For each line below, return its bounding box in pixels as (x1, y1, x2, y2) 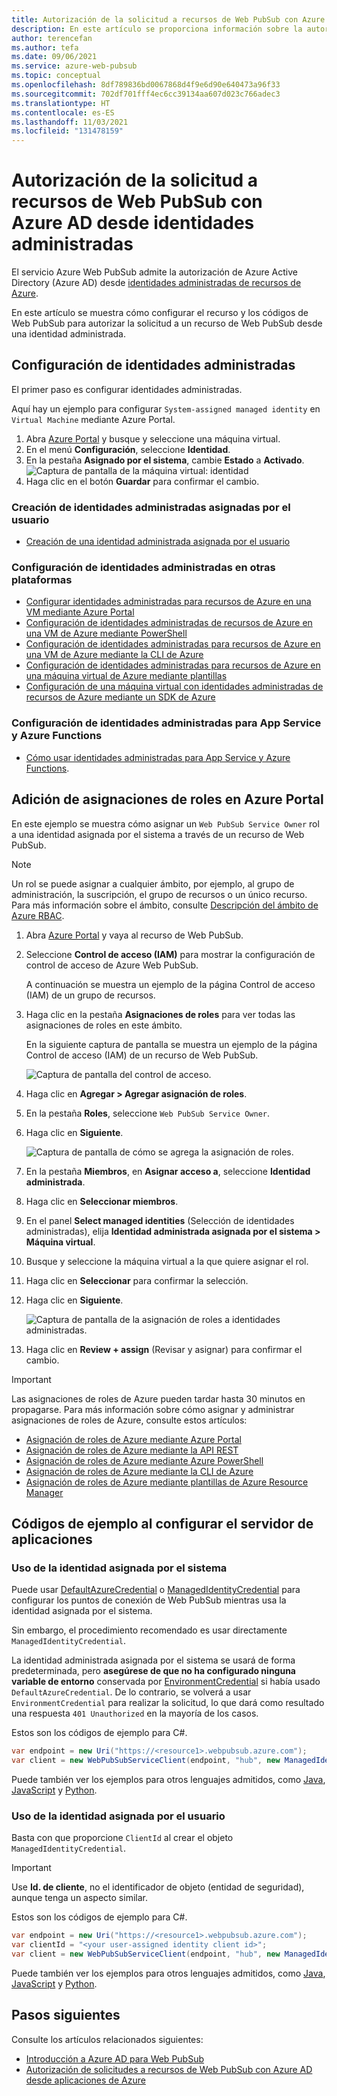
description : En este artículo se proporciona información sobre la (11, 24, 303, 34)
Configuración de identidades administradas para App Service (11, 716, 322, 730)
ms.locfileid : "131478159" (11, 126, 124, 136)
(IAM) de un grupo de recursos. (25, 989, 156, 1001)
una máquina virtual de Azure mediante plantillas (25, 670, 228, 682)
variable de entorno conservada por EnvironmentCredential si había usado (11, 1676, 321, 1688)
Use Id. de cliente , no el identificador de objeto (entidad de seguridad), (11, 1881, 305, 1893)
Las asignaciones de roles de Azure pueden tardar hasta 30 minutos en (11, 1392, 306, 1405)
